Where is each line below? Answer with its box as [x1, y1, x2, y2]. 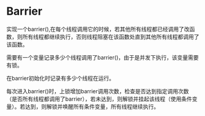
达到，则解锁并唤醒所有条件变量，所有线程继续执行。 [24, 102, 159, 110]
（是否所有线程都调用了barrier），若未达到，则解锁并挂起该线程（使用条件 [6, 95, 193, 102]
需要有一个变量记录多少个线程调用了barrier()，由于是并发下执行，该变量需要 [6, 53, 199, 61]
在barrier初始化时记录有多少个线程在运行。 [6, 74, 115, 82]
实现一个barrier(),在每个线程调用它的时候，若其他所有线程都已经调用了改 [6, 25, 190, 33]
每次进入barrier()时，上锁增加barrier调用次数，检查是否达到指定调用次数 [6, 87, 189, 95]
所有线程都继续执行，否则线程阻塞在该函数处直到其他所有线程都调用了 [22, 33, 199, 41]
